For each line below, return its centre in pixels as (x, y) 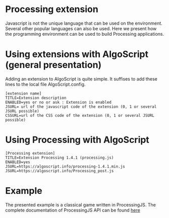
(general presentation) (53, 65)
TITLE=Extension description (36, 98)
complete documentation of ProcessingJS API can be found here (73, 210)
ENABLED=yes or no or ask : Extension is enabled (59, 102)
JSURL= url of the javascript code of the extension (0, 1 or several (81, 107)
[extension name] (23, 93)
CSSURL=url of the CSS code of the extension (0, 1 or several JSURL (80, 115)
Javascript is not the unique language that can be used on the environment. (84, 23)
